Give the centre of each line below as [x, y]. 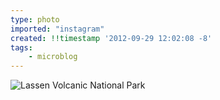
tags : [21, 47]
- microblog [53, 57]
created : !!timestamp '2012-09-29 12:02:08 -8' [111, 38]
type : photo [35, 19]
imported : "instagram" [57, 29]
